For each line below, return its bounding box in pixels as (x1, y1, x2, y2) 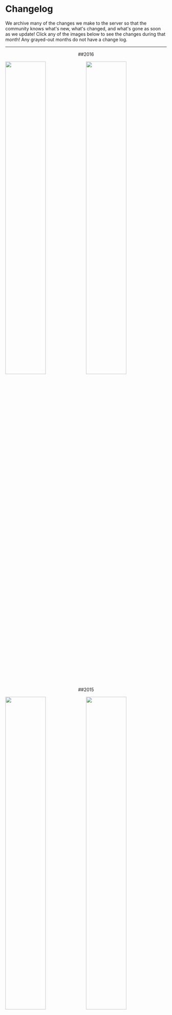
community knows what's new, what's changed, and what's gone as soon (5, 25, 161, 31)
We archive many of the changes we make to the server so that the (5, 20, 147, 26)
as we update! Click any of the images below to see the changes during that (5, 31, 166, 37)
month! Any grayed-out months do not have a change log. (5, 36, 127, 43)
